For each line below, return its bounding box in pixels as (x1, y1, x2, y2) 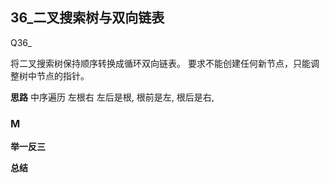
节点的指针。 (36, 69, 90, 82)
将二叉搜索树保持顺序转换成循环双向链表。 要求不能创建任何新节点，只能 (10, 57, 311, 69)
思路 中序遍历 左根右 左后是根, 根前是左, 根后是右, (10, 91, 215, 103)
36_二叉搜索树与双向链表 (10, 9, 165, 27)
